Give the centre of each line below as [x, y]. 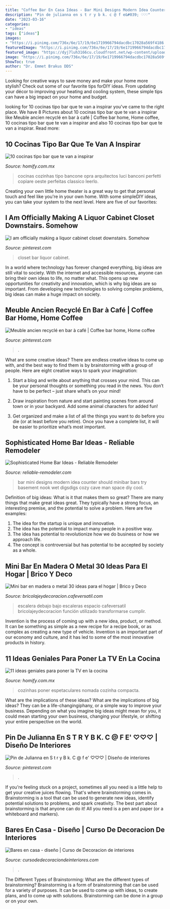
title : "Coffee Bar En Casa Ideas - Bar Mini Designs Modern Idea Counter [86, 10]
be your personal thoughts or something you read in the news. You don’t [88, 386]
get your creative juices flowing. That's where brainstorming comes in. [79, 792]
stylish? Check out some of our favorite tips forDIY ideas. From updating [80, 86]
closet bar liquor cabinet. [44, 257]
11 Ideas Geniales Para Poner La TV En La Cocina [83, 658]
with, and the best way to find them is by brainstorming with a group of [79, 365]
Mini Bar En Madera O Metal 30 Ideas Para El [76, 566]
